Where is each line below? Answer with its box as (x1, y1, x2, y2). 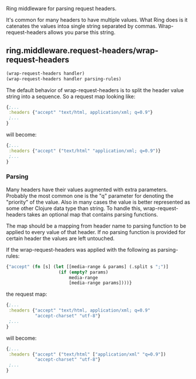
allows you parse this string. (47, 29, 116, 36)
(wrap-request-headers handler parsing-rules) (6, 76, 122, 82)
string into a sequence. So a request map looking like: (6, 93, 136, 100)
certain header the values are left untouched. (6, 235, 115, 242)
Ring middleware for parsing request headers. (6, 5, 117, 12)
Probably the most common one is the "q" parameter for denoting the (6, 192, 174, 199)
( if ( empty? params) (58, 269, 109, 275)
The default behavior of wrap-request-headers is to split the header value (6, 86, 184, 93)
